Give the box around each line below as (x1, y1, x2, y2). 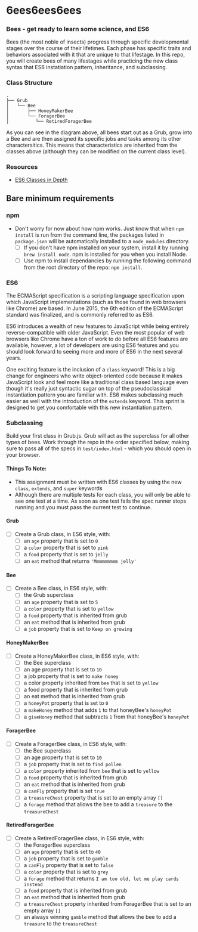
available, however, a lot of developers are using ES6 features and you (6, 342, 179, 349)
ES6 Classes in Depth (14, 177, 68, 184)
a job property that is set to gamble (23, 854, 109, 862)
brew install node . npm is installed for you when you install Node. (23, 250, 187, 258)
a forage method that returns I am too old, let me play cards (23, 875, 179, 883)
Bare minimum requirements (6, 193, 115, 203)
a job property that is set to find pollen (23, 761, 122, 768)
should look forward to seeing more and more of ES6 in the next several (6, 348, 183, 355)
